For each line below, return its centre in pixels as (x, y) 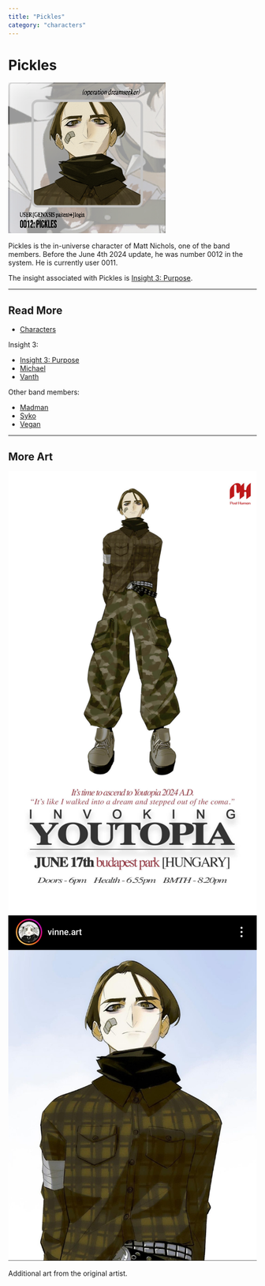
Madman (34, 408)
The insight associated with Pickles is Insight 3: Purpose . (101, 278)
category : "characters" (47, 25)
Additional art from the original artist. (68, 1273)
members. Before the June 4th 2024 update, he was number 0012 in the (125, 255)
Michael (32, 368)
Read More (35, 310)
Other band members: (44, 392)
